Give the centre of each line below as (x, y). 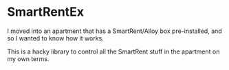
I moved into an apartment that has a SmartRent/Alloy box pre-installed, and (115, 31)
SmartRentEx (46, 12)
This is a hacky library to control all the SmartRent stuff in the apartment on (113, 51)
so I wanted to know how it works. (56, 38)
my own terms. (28, 58)
